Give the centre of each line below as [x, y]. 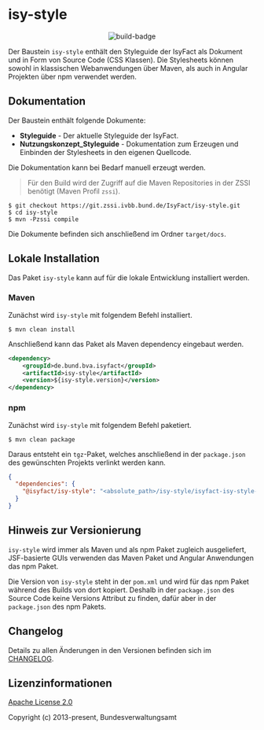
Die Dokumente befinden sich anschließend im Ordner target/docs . [117, 234]
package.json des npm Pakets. [57, 606]
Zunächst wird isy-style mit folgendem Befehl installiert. [100, 315]
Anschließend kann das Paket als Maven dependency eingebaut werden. [126, 344]
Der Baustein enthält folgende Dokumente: [77, 120]
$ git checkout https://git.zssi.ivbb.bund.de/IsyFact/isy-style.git [125, 205]
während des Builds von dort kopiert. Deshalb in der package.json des [121, 590]
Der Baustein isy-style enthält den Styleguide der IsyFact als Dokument [125, 51]
